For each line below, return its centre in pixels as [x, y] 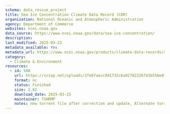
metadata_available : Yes [31, 47]
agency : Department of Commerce [39, 24]
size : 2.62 [26, 90]
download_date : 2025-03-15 [43, 94]
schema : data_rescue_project [36, 10]
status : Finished [33, 85]
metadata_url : [20, 52]
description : [19, 38]
